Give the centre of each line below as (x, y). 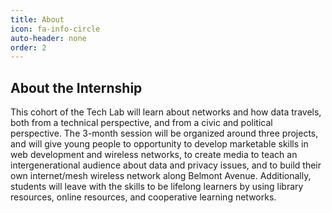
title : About (37, 19)
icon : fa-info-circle (55, 29)
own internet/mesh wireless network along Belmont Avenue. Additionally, (161, 176)
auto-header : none (48, 38)
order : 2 (28, 47)
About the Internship (76, 87)
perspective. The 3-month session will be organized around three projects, (164, 133)
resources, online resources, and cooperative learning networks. (143, 197)
